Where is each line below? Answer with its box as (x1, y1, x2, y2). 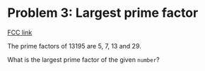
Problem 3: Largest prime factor (7, 5, 199, 21)
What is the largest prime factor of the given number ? (7, 55, 160, 64)
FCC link (7, 28, 33, 37)
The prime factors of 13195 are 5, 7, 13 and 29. (7, 41, 141, 50)
